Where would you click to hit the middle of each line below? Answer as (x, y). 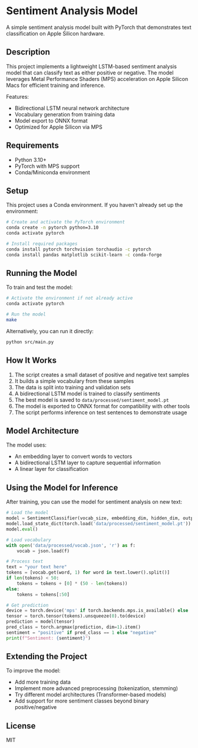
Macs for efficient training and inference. (56, 85)
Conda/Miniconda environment (52, 172)
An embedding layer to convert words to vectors (73, 457)
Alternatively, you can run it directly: (50, 331)
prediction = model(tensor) (41, 622)
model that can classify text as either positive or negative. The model (90, 73)
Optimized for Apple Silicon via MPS (58, 127)
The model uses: (27, 445)
